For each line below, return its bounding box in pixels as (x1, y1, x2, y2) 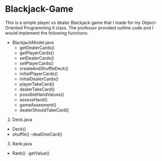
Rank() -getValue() (12, 150, 50, 156)
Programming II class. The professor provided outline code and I (23, 24, 154, 30)
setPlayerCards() (19, 60, 54, 66)
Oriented (5, 24, 23, 30)
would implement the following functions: (5, 30, 89, 36)
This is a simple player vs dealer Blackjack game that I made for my (5, 20, 141, 25)
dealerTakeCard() (19, 86, 55, 92)
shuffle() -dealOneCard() (12, 131, 63, 137)
